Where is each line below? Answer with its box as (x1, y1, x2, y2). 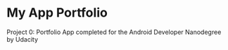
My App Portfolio (6, 5, 108, 21)
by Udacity (6, 35, 39, 43)
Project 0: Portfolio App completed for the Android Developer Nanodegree (6, 28, 222, 36)
